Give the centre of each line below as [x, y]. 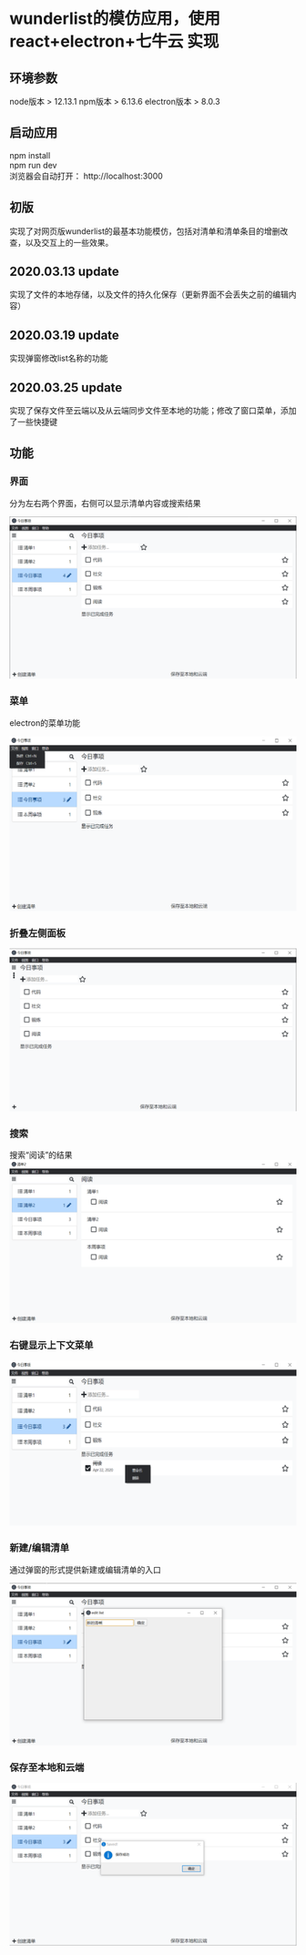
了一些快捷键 [33, 422]
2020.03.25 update [66, 387]
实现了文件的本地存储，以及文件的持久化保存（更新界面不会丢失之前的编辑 [149, 295]
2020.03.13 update [65, 272]
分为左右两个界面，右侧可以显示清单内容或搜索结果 [105, 503]
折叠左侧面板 [38, 933]
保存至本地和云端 [47, 1767]
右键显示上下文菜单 [51, 1345]
